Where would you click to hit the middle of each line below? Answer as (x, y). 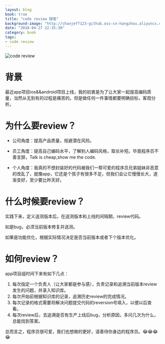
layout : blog (18, 10)
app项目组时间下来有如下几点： (37, 274)
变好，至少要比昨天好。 (40, 180)
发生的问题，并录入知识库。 (40, 290)
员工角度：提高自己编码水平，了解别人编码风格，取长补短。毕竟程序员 (83, 151)
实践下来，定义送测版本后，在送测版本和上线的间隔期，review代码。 (74, 216)
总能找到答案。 (27, 321)
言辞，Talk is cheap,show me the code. (56, 157)
